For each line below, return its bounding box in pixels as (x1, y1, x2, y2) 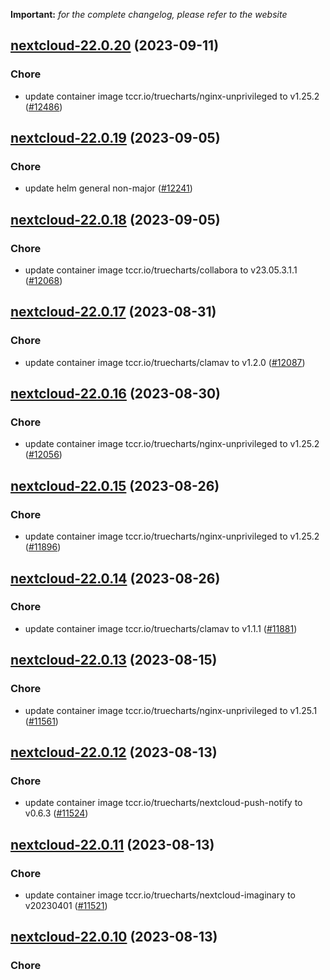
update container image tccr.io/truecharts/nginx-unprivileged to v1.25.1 (24, 704, 318, 716)
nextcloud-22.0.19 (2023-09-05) (10, 130, 221, 147)
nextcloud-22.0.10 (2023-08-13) (10, 929, 218, 946)
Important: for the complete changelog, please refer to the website (10, 9, 288, 20)
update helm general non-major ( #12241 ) (24, 182, 193, 194)
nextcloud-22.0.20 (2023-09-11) (10, 37, 220, 54)
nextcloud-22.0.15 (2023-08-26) (10, 477, 220, 494)
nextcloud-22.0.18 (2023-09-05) (10, 211, 221, 228)
